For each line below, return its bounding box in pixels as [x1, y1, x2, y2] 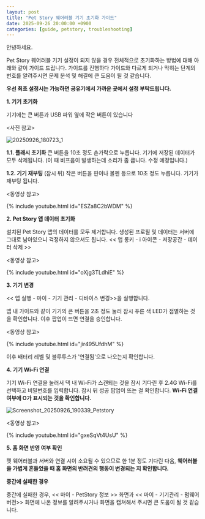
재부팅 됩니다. [6, 177, 40, 184]
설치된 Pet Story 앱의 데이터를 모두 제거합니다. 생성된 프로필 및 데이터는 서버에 [6, 228, 195, 236]
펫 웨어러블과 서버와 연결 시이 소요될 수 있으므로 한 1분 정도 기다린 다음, [6, 457, 176, 464]
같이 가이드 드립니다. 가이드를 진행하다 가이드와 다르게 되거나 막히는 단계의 [17, 64, 196, 72]
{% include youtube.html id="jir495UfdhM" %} [6, 341, 124, 348]
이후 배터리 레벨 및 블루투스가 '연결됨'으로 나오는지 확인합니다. [6, 353, 155, 360]
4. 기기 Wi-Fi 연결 [6, 366, 50, 374]
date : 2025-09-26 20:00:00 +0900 [6, 20, 92, 26]
